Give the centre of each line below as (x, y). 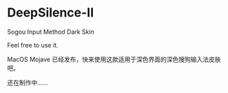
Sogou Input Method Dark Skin (51, 32)
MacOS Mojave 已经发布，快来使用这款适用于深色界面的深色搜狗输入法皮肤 (114, 59)
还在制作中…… (28, 82)
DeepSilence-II (51, 13)
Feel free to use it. (33, 45)
